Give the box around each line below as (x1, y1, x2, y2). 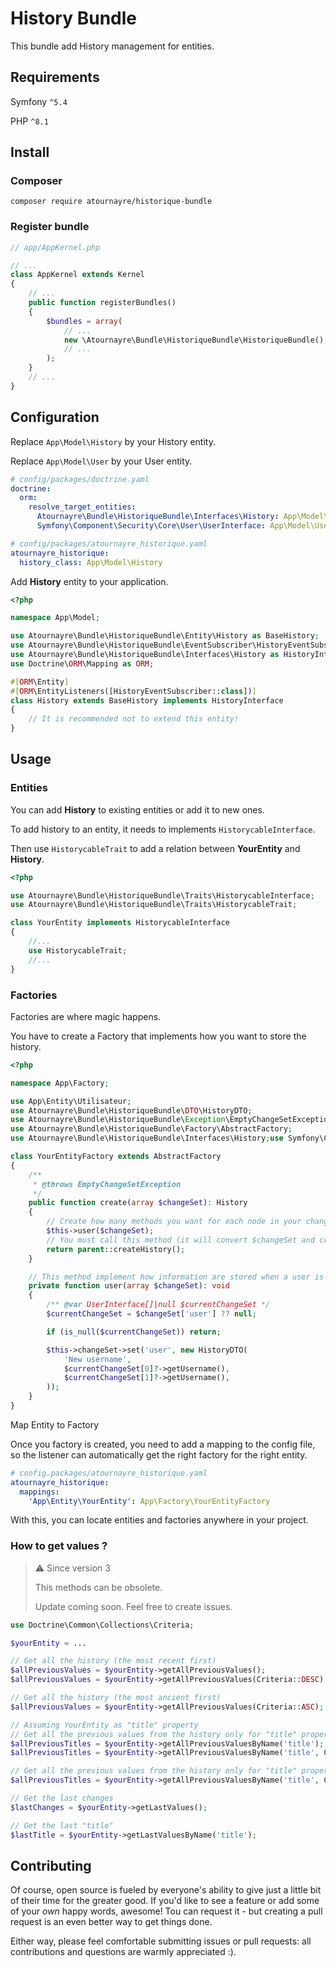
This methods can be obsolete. (34, 1581, 163, 1593)
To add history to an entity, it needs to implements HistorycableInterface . (10, 823, 316, 835)
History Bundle (10, 7, 137, 30)
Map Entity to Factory (10, 1418, 100, 1431)
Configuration (10, 409, 100, 426)
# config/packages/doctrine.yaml (10, 474, 150, 484)
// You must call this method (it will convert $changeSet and (46, 1235, 315, 1245)
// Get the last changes (10, 1793, 114, 1804)
